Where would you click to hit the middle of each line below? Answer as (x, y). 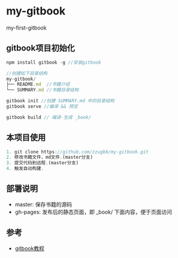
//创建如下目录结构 (27, 73)
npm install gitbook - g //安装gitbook (54, 62)
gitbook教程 (30, 248)
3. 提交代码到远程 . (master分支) (43, 163)
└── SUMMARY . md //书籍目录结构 (43, 90)
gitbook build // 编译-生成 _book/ (49, 117)
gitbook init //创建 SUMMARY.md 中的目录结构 (61, 101)
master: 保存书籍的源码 (43, 204)
